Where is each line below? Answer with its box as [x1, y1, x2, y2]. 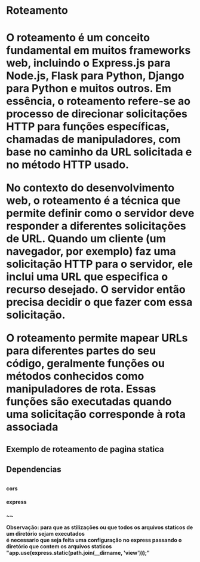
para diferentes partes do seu [6, 344, 156, 358]
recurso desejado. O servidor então [6, 283, 186, 297]
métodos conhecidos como [6, 369, 144, 383]
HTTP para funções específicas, [6, 120, 170, 133]
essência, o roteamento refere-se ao [6, 94, 191, 108]
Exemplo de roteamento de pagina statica [6, 444, 164, 454]
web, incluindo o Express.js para [6, 56, 171, 70]
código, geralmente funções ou [6, 357, 165, 371]
